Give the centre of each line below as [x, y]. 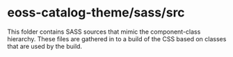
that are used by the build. [45, 46]
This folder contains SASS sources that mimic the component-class [104, 32]
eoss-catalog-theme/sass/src [96, 13]
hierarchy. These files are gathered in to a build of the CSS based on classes [117, 38]
